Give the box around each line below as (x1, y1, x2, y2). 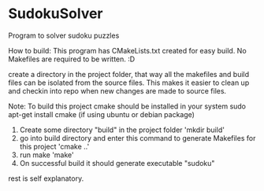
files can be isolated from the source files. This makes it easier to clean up (8, 78, 250, 87)
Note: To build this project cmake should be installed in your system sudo (8, 101, 247, 111)
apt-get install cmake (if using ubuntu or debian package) (8, 109, 195, 119)
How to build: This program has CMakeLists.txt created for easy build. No (8, 46, 247, 55)
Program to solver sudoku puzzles (8, 31, 120, 40)
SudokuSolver (8, 5, 104, 23)
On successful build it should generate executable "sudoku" (19, 158, 215, 167)
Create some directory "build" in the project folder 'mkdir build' (19, 125, 225, 134)
